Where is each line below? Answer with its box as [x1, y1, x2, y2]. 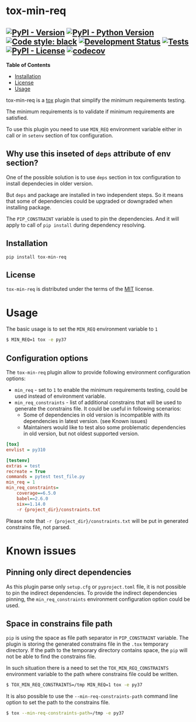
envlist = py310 [6, 446, 46, 453]
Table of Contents [6, 62, 51, 68]
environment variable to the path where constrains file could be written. [6, 671, 178, 678]
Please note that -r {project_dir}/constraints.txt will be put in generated [6, 517, 189, 524]
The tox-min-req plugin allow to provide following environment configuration [6, 369, 191, 376]
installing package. [6, 204, 51, 211]
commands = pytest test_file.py [6, 474, 85, 480]
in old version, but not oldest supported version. [23, 430, 139, 437]
